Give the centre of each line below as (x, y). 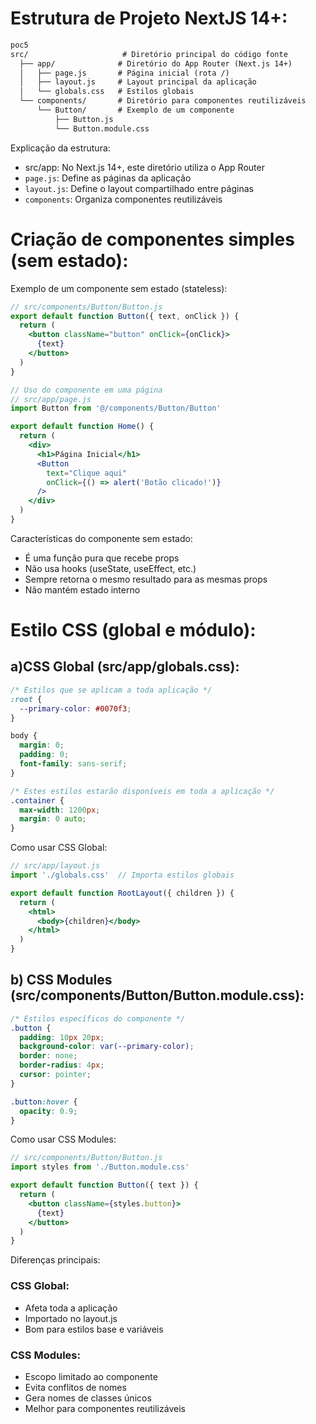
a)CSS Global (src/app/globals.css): (125, 667)
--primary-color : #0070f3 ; (75, 708)
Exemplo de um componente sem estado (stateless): (119, 288)
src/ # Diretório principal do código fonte (149, 54)
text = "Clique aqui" (87, 473)
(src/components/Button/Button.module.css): (157, 995)
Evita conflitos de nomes (75, 1387)
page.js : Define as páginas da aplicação (108, 178)
